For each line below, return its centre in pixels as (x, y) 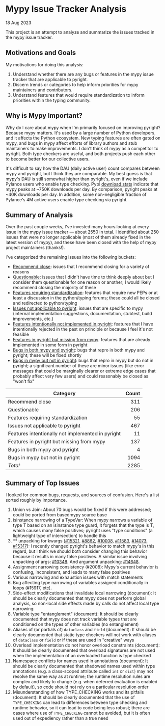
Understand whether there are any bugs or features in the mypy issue (83, 74)
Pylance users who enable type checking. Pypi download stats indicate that (82, 184)
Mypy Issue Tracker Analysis (66, 9)
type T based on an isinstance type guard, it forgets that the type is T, (83, 525)
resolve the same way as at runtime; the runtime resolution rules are (82, 676)
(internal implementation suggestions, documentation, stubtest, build (82, 314)
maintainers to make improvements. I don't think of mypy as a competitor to (82, 148)
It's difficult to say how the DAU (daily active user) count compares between (83, 168)
